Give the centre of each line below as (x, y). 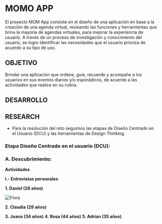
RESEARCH (22, 117)
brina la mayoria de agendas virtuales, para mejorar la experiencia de (74, 32)
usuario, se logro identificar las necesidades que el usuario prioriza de (75, 42)
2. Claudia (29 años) (26, 207)
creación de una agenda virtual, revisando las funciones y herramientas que (81, 27)
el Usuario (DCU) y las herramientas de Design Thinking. (69, 133)
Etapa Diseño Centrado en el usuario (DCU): (58, 146)
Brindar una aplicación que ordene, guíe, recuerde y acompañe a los (73, 74)
